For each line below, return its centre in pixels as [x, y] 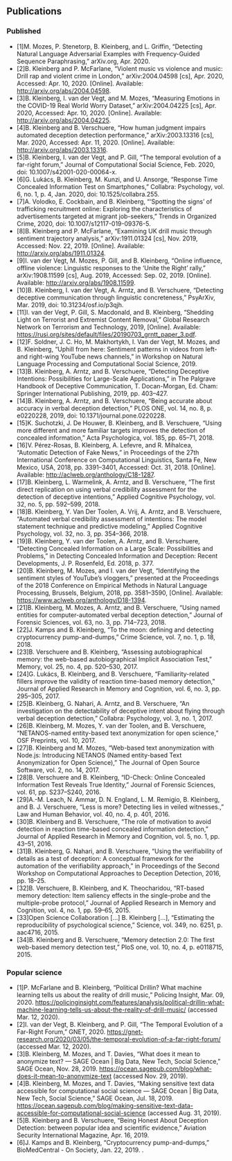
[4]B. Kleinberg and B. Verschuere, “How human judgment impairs [111, 127]
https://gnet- [125, 1032]
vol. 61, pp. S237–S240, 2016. [59, 792]
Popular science [34, 972]
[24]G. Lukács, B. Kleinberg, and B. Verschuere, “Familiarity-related [113, 674]
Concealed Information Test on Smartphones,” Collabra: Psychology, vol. [121, 186]
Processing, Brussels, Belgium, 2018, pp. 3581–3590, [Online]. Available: [119, 593]
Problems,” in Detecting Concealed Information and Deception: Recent [117, 556]
